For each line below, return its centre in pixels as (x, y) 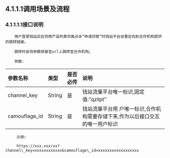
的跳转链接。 (17, 42)
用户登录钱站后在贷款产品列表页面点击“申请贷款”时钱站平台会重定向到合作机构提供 (88, 36)
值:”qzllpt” (94, 99)
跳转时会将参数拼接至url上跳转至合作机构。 (54, 51)
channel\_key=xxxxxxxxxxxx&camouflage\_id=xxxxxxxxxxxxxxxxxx (72, 150)
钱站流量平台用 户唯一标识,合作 (119, 109)
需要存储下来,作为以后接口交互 (123, 116)
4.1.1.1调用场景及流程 (37, 9)
